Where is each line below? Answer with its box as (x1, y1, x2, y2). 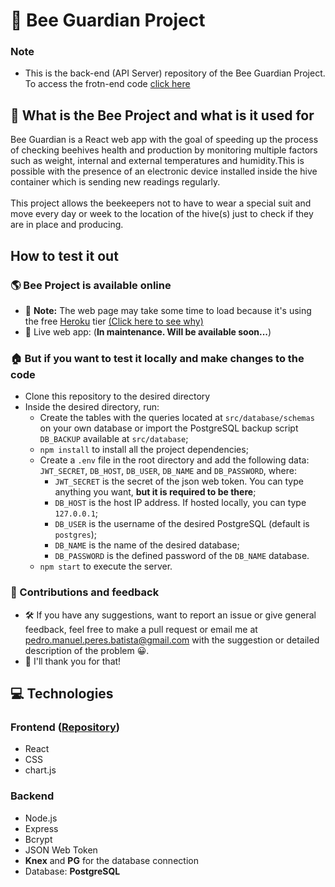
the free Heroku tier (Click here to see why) (24, 315, 204, 327)
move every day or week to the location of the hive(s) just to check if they (10, 208, 314, 220)
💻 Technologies (10, 685, 114, 702)
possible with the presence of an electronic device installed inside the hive (10, 165, 318, 178)
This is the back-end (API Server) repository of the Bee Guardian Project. (24, 67, 326, 79)
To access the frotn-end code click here (24, 78, 191, 90)
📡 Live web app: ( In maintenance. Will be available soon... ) (24, 325, 272, 338)
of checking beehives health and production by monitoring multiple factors (10, 144, 318, 156)
